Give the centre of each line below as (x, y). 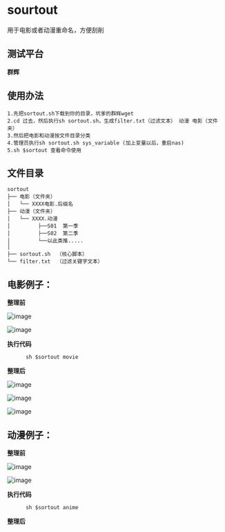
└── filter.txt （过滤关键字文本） (55, 262)
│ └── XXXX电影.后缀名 (40, 204)
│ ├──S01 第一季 (43, 226)
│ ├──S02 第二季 (43, 234)
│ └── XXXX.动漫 (32, 219)
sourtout (33, 10)
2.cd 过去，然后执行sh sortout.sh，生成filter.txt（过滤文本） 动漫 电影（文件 (113, 121)
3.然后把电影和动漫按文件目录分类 (49, 136)
